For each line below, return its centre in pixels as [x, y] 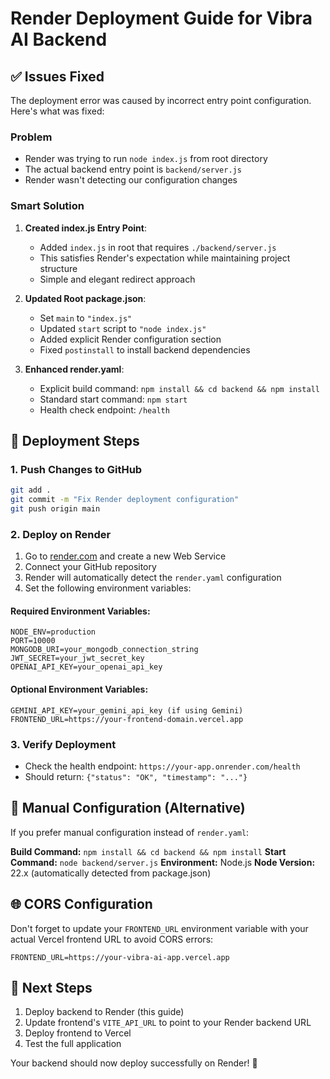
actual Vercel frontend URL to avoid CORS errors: [112, 939]
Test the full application [73, 1044]
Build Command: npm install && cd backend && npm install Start [148, 851]
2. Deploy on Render [61, 534]
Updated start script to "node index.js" [123, 328]
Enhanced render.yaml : [74, 369]
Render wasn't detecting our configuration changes [131, 180]
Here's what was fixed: [57, 111]
